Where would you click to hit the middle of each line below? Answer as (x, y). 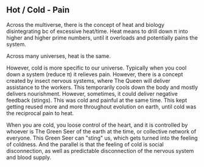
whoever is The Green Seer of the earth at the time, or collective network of (101, 131)
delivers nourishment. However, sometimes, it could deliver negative (92, 93)
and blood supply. (29, 157)
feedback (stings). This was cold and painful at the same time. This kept (97, 100)
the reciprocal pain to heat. (40, 113)
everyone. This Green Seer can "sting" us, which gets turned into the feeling (102, 138)
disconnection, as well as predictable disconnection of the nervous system (100, 151)
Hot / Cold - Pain (38, 10)
